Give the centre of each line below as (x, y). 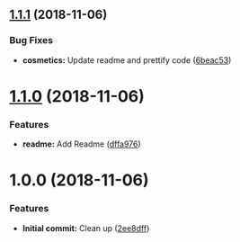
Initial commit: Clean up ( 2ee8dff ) (86, 228)
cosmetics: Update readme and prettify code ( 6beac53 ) (127, 60)
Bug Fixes (31, 40)
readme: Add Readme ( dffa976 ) (81, 144)
